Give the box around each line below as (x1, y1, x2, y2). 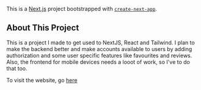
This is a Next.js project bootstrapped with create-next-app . (6, 5, 158, 12)
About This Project (6, 22, 79, 33)
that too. (6, 64, 27, 72)
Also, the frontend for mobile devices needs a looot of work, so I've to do (6, 58, 191, 66)
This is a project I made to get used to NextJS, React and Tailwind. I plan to (6, 39, 196, 46)
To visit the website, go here (6, 76, 78, 84)
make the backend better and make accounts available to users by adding (6, 45, 192, 52)
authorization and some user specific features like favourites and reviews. (6, 52, 192, 59)
